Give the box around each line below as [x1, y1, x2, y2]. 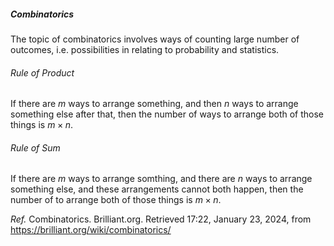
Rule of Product [10, 66, 75, 79]
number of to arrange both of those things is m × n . [10, 194, 222, 206]
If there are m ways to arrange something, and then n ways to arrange [10, 98, 299, 110]
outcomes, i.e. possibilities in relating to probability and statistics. [10, 43, 280, 55]
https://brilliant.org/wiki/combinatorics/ [10, 224, 172, 236]
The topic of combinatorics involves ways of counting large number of [10, 33, 300, 45]
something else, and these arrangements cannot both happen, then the [10, 183, 304, 195]
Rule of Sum [10, 141, 61, 154]
